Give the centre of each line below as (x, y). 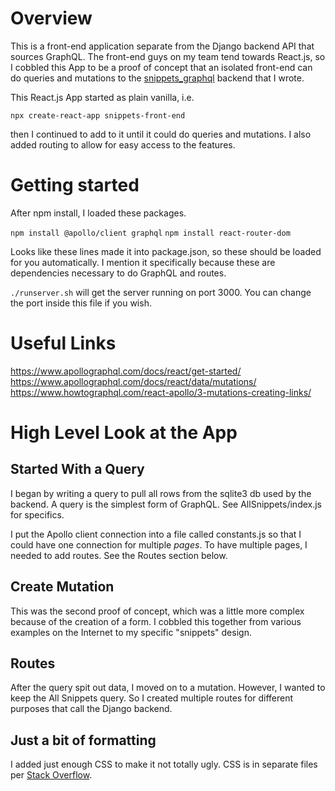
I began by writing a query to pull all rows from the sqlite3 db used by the (161, 493)
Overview (51, 18)
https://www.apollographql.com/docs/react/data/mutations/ (133, 381)
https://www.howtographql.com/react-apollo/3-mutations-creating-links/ (161, 392)
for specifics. (37, 514)
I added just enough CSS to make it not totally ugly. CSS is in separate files (164, 764)
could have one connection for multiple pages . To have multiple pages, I (159, 544)
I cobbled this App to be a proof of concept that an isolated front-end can (161, 67)
